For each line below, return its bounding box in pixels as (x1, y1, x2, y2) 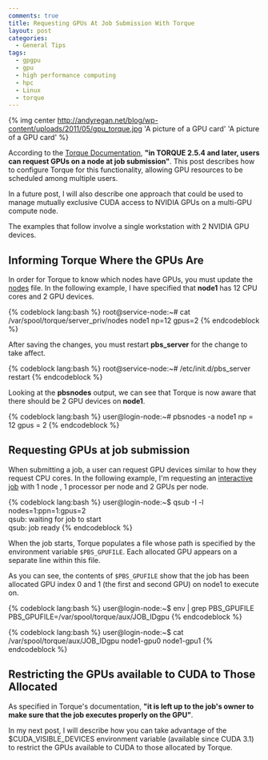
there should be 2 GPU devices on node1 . (8, 396, 146, 406)
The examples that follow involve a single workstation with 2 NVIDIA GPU (8, 222, 250, 231)
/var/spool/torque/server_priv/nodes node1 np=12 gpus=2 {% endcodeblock (8, 316, 260, 325)
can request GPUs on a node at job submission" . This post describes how (8, 157, 255, 167)
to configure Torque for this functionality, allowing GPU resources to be (8, 165, 243, 175)
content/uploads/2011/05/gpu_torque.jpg (8, 124, 142, 134)
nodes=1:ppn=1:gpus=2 (8, 505, 86, 515)
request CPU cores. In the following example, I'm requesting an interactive (8, 473, 254, 483)
